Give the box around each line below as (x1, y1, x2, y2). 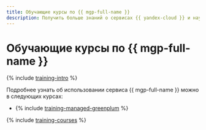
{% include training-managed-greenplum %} (15, 105, 129, 112)
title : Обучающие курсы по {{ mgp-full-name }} (6, 9, 131, 15)
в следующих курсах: (6, 93, 63, 100)
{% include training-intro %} (6, 74, 78, 82)
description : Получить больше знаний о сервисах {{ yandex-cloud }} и (6, 15, 191, 21)
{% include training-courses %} (6, 117, 87, 124)
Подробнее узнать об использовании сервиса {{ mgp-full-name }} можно (6, 86, 199, 94)
